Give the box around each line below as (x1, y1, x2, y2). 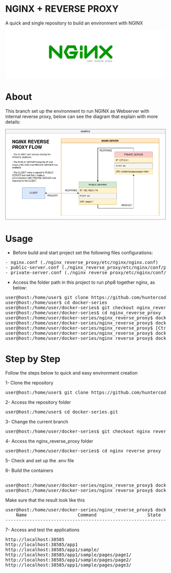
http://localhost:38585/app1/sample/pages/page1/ (5, 552, 132, 558)
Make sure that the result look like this (5, 497, 85, 503)
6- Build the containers (5, 467, 53, 474)
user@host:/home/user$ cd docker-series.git (5, 409, 119, 415)
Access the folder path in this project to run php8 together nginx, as (12, 279, 155, 286)
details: (5, 118, 21, 125)
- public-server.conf (5, 265, 60, 270)
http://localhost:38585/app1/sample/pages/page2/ (5, 557, 132, 563)
